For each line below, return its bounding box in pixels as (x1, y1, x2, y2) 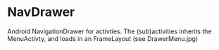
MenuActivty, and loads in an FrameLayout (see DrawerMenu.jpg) (7, 34, 199, 42)
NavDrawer (7, 4, 75, 20)
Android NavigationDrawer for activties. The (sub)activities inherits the (7, 27, 212, 35)
